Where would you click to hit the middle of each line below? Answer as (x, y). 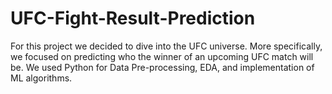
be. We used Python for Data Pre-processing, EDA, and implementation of (162, 67)
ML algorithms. (41, 78)
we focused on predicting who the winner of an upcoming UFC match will (162, 56)
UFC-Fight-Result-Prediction (133, 18)
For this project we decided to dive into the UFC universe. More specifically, (166, 46)
